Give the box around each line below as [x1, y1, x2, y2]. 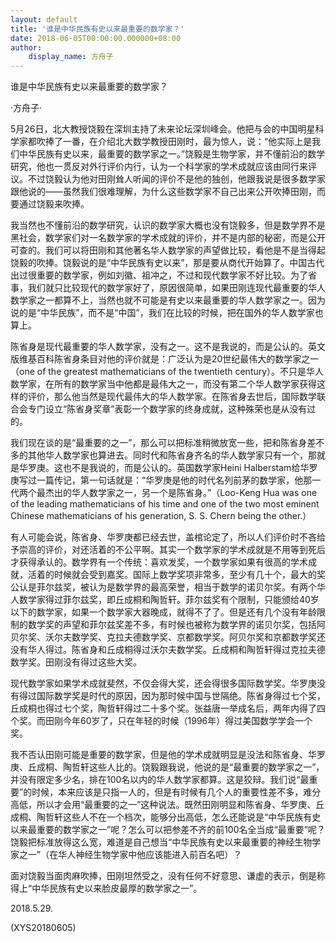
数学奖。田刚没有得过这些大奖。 [10, 656, 142, 668]
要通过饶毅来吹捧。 [10, 198, 90, 210]
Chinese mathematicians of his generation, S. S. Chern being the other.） [10, 510, 312, 522]
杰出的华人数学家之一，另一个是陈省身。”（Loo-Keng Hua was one [44, 487, 318, 499]
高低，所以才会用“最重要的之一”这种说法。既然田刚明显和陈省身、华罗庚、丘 [10, 799, 325, 811]
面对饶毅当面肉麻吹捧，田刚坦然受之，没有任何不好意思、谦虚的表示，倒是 [10, 870, 317, 882]
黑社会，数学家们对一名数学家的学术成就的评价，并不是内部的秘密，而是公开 [10, 232, 326, 244]
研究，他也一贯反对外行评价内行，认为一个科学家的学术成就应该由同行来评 [10, 161, 317, 173]
